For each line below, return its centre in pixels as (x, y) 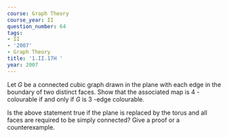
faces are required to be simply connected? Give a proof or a (94, 120)
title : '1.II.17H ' (35, 59)
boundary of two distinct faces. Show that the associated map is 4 (101, 92)
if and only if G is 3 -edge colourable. (92, 99)
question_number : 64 (37, 26)
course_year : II (30, 20)
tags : (15, 33)
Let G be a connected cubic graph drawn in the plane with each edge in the (114, 84)
